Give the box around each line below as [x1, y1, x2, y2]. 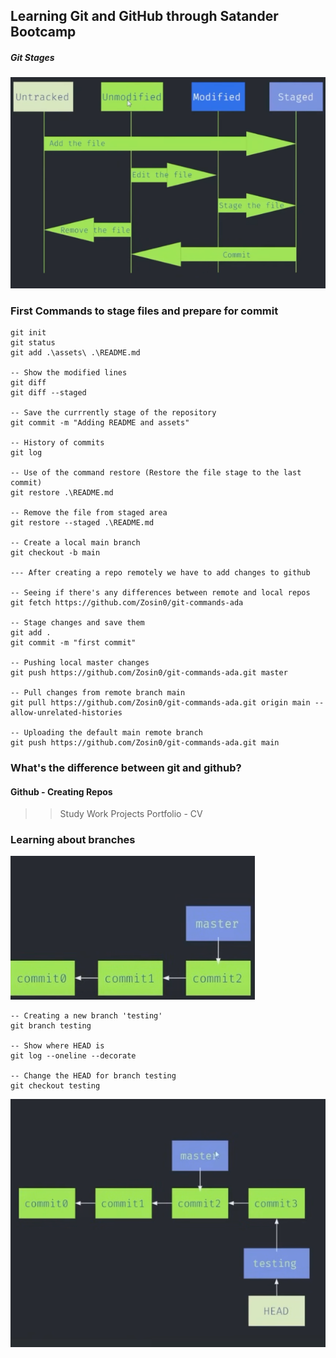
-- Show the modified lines [10, 368, 128, 378]
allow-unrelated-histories [10, 708, 123, 718]
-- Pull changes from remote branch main [10, 688, 186, 698]
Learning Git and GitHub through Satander [10, 8, 279, 25]
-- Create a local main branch [10, 538, 141, 548]
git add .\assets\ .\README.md [10, 348, 141, 358]
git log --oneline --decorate [10, 1051, 137, 1061]
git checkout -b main [10, 548, 101, 558]
